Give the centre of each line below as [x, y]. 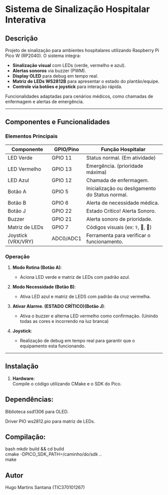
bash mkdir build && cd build [34, 449]
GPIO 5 [60, 191]
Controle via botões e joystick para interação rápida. [67, 87]
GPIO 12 [62, 180]
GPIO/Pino [66, 149]
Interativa [25, 20]
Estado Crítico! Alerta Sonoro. [121, 211]
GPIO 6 [60, 203]
